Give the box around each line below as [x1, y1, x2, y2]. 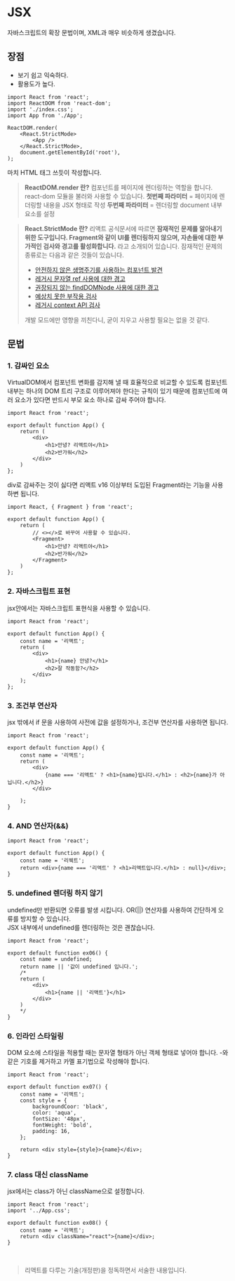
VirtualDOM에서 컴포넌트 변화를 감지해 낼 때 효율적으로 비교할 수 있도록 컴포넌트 [7, 378, 228, 387]
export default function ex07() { [7, 1083, 109, 1090]
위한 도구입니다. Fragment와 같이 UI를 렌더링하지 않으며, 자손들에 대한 [24, 233, 217, 241]
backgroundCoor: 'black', [32, 1103, 109, 1110]
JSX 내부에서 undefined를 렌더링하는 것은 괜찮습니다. [7, 923, 155, 931]
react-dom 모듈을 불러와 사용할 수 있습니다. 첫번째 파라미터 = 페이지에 [24, 192, 218, 200]
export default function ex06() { [7, 949, 109, 957]
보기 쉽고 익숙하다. [17, 71, 69, 79]
